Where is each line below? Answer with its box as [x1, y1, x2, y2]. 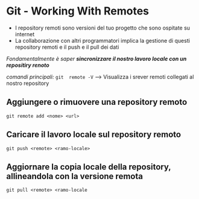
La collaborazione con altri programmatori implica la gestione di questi [14, 37, 190, 44]
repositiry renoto [6, 62, 49, 69]
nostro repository [6, 80, 49, 87]
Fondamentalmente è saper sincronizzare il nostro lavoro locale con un [6, 55, 187, 62]
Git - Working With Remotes [6, 4, 150, 18]
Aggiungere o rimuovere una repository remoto [6, 97, 188, 107]
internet [14, 30, 35, 37]
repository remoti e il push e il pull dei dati [14, 43, 119, 51]
